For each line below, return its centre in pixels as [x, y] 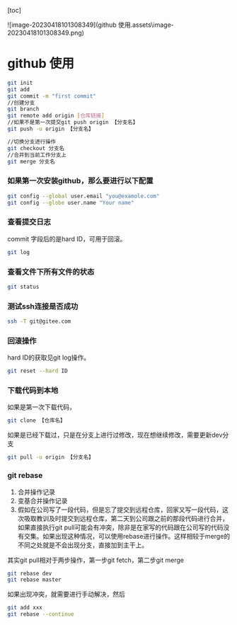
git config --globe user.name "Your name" [71, 202]
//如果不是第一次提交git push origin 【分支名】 [73, 122]
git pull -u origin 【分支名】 [51, 457]
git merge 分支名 [31, 161]
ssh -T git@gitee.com [39, 321]
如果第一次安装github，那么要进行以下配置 [80, 181]
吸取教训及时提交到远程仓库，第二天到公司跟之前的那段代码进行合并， [126, 518]
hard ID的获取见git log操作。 [49, 357]
